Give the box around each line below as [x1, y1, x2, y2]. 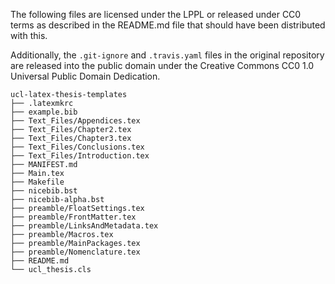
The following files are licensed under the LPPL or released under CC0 [10, 9, 302, 20]
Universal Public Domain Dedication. [10, 70, 161, 82]
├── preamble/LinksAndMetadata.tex [10, 221, 159, 231]
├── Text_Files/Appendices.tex [10, 116, 141, 126]
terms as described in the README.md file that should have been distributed [10, 19, 326, 31]
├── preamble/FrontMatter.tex [10, 212, 137, 222]
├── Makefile [10, 177, 65, 187]
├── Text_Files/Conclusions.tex [10, 142, 145, 152]
